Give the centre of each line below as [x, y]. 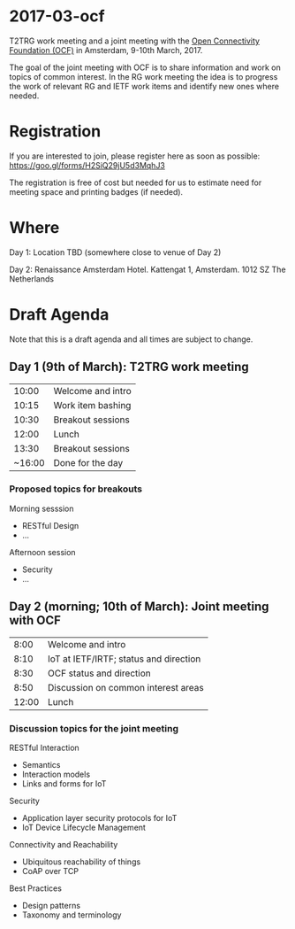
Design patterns [51, 905]
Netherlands [32, 279]
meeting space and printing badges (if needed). [96, 191]
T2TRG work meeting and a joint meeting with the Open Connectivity [135, 41]
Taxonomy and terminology [72, 915]
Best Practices [35, 888]
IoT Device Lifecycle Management [83, 827]
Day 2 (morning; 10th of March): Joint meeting [139, 607]
